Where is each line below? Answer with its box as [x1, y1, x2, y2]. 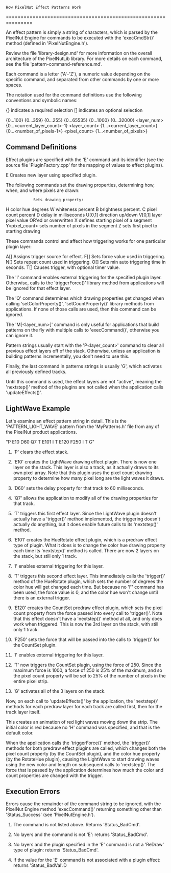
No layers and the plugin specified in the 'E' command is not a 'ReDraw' [13, 842, 164, 848]
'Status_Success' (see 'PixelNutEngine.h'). [6, 811, 95, 818]
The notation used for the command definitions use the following [6, 92, 142, 98]
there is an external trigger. [13, 594, 70, 600]
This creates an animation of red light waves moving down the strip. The [6, 719, 158, 725]
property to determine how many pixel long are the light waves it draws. [13, 475, 165, 481]
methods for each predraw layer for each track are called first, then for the [6, 703, 163, 709]
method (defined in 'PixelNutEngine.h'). [6, 40, 89, 46]
